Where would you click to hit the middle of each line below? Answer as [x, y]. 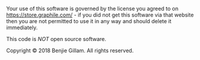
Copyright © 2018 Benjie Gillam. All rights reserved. [70, 50]
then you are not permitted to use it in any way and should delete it [89, 21]
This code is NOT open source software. [56, 39]
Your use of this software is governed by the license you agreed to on [92, 9]
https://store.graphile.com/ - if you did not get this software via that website [100, 15]
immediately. [22, 27]
